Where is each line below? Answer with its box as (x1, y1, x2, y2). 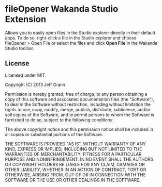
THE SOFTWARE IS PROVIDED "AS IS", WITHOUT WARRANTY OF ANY (5, 141, 146, 147)
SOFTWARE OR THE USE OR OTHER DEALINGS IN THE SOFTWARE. (5, 177, 141, 183)
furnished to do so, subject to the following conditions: (5, 117, 114, 122)
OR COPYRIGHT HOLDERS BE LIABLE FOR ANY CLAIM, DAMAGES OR (5, 161, 145, 167)
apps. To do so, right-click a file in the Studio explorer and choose (5, 35, 137, 41)
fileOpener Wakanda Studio (5, 3, 118, 15)
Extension (5, 14, 46, 25)
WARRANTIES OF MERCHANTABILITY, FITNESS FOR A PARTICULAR (5, 151, 142, 157)
